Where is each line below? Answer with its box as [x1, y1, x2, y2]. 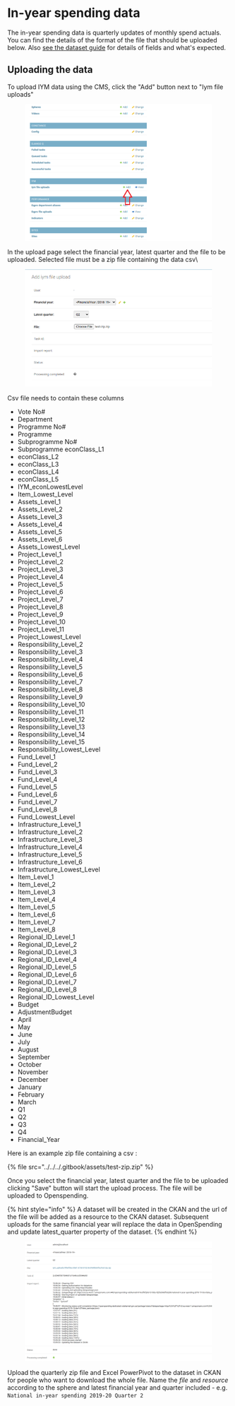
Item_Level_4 [17, 895, 56, 904]
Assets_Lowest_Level [17, 542, 80, 552]
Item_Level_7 [17, 918, 56, 927]
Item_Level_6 [17, 910, 56, 919]
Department [17, 415, 53, 424]
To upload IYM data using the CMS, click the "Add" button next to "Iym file [7, 83, 224, 91]
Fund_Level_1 [17, 753, 56, 761]
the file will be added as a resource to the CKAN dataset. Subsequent [7, 1213, 210, 1221]
